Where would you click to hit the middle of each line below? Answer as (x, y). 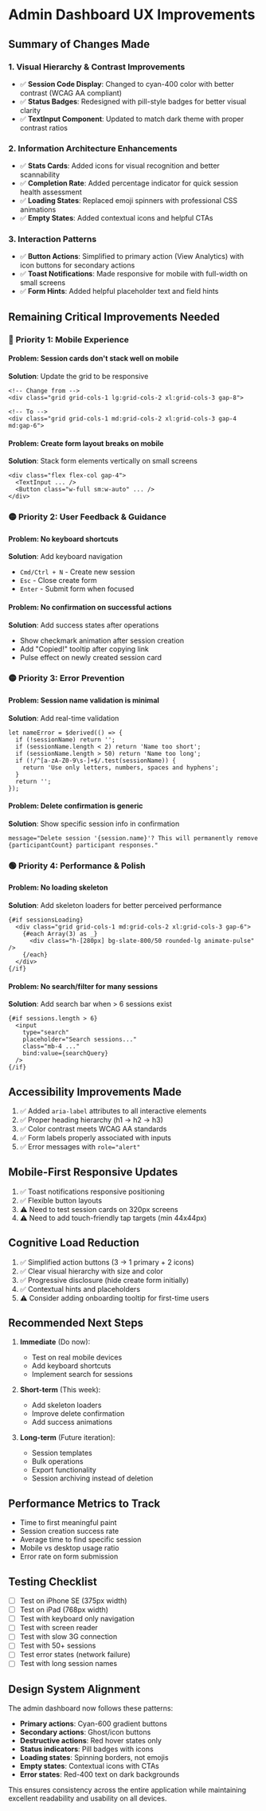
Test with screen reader (59, 1628)
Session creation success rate (69, 1531)
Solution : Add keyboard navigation (66, 557)
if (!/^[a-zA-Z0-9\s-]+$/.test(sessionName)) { (96, 761)
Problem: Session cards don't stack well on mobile (94, 358)
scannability (40, 175)
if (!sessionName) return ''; (65, 739)
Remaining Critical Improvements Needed (114, 317)
